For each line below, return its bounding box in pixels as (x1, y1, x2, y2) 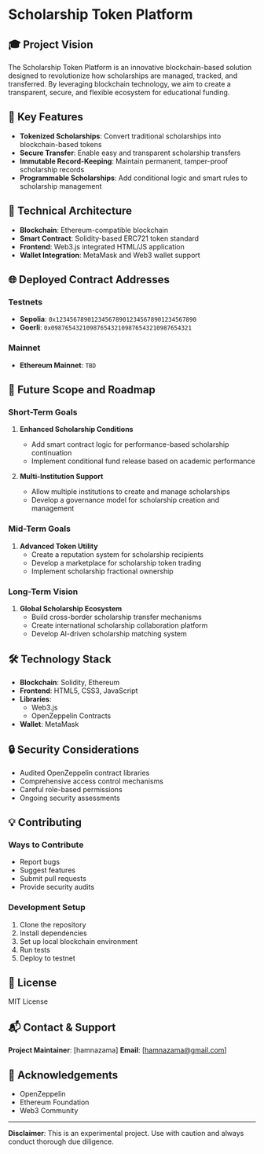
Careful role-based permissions (19, 784, 123, 794)
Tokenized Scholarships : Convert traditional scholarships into (19, 131, 222, 141)
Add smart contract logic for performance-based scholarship (31, 440, 229, 449)
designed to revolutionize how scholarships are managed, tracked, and (8, 71, 238, 80)
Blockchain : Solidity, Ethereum (19, 677, 120, 687)
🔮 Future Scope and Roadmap (8, 383, 156, 396)
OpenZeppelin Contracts (31, 710, 112, 721)
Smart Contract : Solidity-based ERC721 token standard (19, 234, 199, 243)
